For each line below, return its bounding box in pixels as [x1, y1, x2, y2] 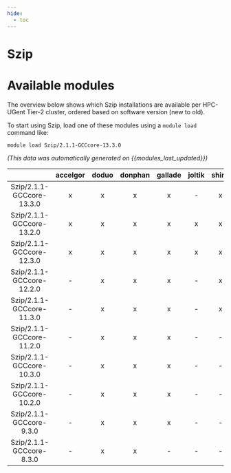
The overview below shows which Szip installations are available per [7, 101, 201, 109]
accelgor [55, 170, 86, 180]
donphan [120, 170, 150, 180]
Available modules [7, 77, 115, 93]
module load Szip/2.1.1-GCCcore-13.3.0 [7, 142, 122, 149]
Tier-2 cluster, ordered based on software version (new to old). [26, 107, 205, 116]
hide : [7, 10, 23, 17]
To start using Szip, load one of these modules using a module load [7, 121, 197, 129]
